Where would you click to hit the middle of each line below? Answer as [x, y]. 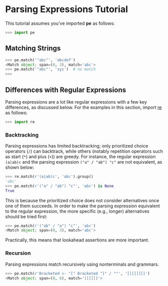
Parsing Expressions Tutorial [67, 9]
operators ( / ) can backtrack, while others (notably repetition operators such [84, 151]
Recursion [18, 253]
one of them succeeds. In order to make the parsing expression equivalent [83, 206]
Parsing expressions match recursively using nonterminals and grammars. [82, 264]
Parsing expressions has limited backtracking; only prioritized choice [77, 146]
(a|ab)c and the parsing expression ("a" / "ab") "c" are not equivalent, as [84, 162]
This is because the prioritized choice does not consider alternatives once [82, 200]
